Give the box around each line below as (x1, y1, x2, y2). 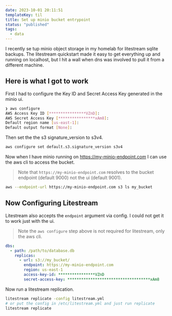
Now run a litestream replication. (5, 286, 74, 292)
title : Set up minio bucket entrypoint (5, 17, 91, 22)
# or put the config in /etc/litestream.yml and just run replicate (5, 301, 155, 306)
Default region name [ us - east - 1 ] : (5, 120, 80, 126)
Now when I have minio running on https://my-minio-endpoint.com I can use (5, 154, 167, 160)
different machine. (5, 62, 44, 68)
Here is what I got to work (5, 77, 89, 85)
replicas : (14, 253, 36, 258)
